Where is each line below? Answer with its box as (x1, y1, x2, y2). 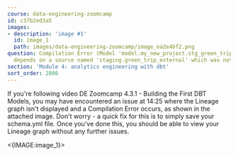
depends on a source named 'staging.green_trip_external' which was (13, 57, 220, 64)
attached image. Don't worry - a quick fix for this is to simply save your (7, 111, 215, 121)
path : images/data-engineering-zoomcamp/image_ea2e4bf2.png (13, 43, 195, 50)
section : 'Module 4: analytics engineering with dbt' (7, 63, 170, 70)
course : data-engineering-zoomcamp (7, 10, 113, 18)
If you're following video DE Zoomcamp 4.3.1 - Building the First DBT (7, 89, 207, 98)
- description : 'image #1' (7, 30, 87, 38)
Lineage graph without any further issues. (7, 127, 130, 135)
